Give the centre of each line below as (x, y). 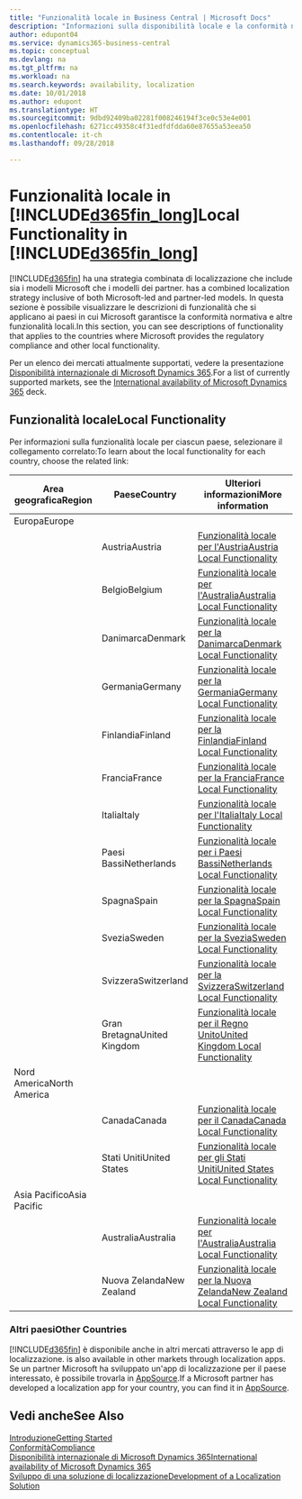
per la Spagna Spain (239, 900)
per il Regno (223, 1023)
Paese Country (145, 494)
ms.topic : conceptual (50, 51)
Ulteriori (243, 483)
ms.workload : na (40, 77)
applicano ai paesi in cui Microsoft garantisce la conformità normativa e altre (151, 316)
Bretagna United (135, 1035)
